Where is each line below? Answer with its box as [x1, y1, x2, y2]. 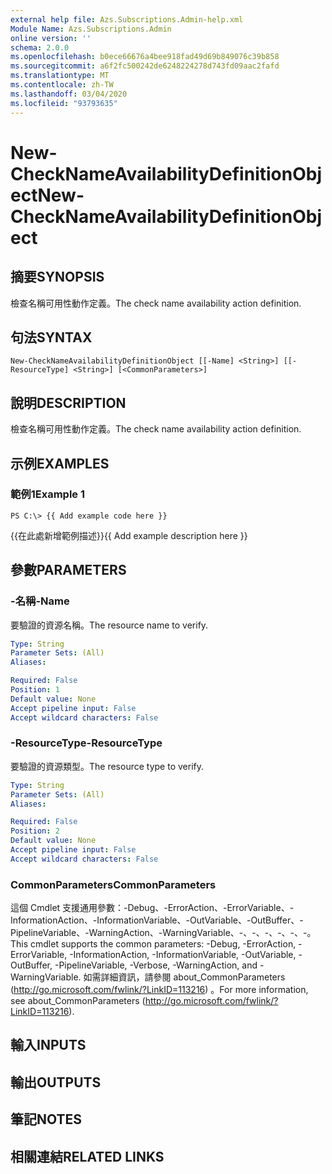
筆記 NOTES [10, 1111, 83, 1128]
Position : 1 [10, 685, 60, 695]
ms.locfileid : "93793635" [10, 98, 118, 108]
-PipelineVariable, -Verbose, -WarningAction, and [54, 959, 258, 971]
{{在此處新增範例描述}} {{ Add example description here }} [10, 529, 248, 541]
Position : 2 [10, 826, 60, 836]
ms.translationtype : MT [10, 71, 110, 81]
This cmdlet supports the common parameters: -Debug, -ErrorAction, [10, 938, 297, 950]
